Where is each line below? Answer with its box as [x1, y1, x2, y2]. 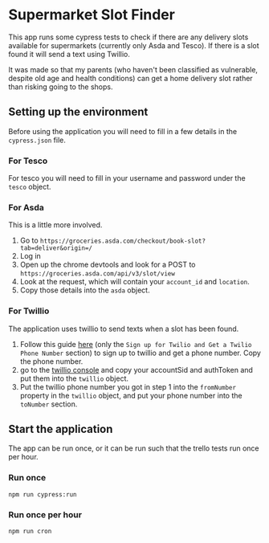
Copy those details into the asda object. [19, 285, 150, 295]
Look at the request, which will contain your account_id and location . [19, 277, 251, 287]
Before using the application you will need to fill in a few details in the [8, 126, 238, 136]
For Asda [8, 202, 44, 213]
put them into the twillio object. [19, 374, 128, 383]
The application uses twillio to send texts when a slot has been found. [8, 324, 239, 333]
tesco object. [8, 182, 51, 192]
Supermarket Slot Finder [8, 6, 175, 24]
